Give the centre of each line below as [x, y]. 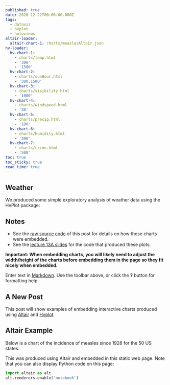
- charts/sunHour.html [39, 77]
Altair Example [29, 331]
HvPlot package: [23, 206]
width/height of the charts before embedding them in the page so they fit [84, 260]
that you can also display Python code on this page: [60, 364]
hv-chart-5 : [23, 115]
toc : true [16, 157]
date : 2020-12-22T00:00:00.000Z [40, 15]
